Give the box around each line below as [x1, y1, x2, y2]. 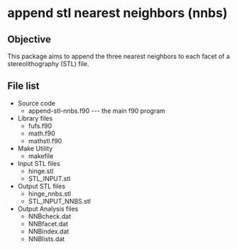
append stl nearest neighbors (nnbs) [7, 5, 228, 21]
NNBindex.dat [28, 227, 70, 236]
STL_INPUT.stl [28, 174, 71, 182]
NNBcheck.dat [28, 211, 72, 221]
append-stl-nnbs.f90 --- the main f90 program [28, 106, 165, 115]
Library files [17, 114, 53, 122]
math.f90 [28, 129, 55, 138]
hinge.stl [28, 167, 54, 175]
